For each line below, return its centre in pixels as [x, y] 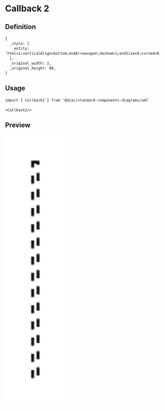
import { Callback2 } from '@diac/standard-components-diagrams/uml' [78, 100]
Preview [18, 125]
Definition [20, 27]
